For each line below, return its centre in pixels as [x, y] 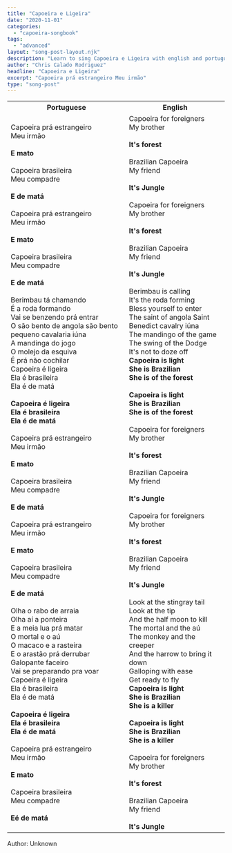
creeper [142, 645]
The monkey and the [162, 637]
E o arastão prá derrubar [50, 654]
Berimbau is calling [160, 291]
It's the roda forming [162, 300]
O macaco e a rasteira [46, 645]
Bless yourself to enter [165, 309]
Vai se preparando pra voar [55, 671]
